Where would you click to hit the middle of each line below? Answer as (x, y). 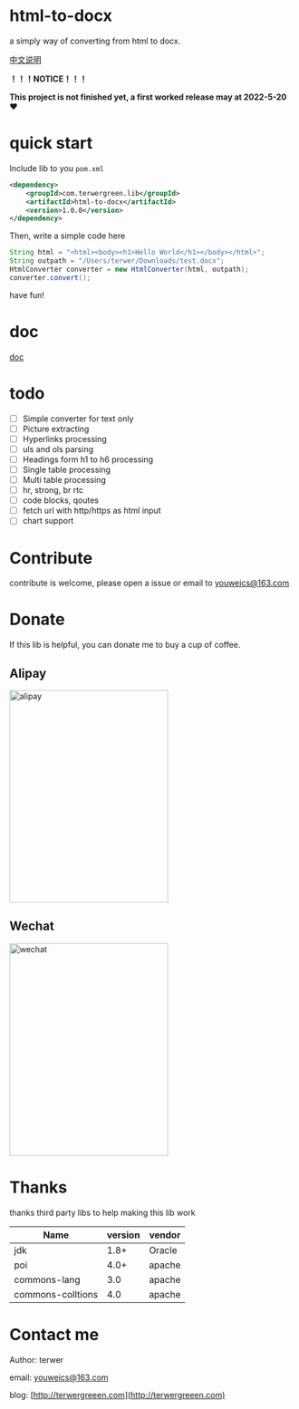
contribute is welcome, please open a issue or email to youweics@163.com (149, 583)
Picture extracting (56, 429)
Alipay (28, 673)
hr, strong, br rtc (53, 490)
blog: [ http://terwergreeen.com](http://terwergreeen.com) (117, 1395)
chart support (48, 521)
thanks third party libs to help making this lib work (102, 1212)
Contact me (54, 1334)
